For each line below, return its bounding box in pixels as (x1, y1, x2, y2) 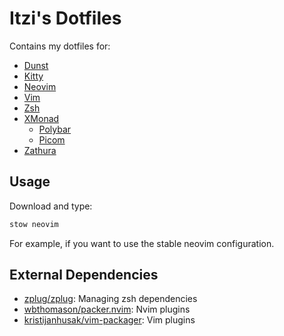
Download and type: (9, 200, 93, 212)
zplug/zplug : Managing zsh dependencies (23, 293, 198, 305)
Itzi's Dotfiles (9, 7, 122, 30)
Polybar (38, 123, 72, 135)
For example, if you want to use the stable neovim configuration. (9, 237, 275, 249)
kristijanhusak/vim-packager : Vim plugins (23, 314, 196, 326)
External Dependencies (9, 267, 159, 284)
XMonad (23, 112, 60, 124)
